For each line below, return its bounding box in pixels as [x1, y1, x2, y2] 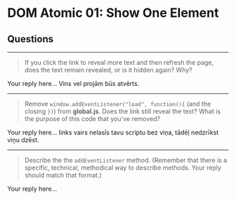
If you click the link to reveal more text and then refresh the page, [24, 58, 214, 66]
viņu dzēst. [7, 136, 40, 144]
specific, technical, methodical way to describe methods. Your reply [24, 163, 222, 172]
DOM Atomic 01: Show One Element [7, 5, 219, 21]
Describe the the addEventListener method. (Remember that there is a [24, 156, 228, 164]
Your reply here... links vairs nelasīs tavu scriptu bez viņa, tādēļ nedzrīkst [7, 128, 219, 137]
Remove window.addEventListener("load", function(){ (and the [24, 100, 211, 108]
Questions [7, 33, 54, 45]
